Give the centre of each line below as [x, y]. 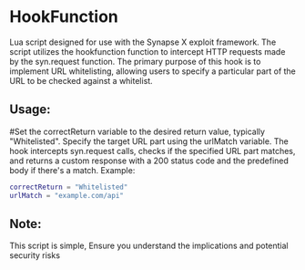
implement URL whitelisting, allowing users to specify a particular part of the [152, 71]
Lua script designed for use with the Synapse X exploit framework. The [143, 42]
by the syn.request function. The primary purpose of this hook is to [135, 61]
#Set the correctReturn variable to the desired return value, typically [137, 131]
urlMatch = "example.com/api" [67, 195]
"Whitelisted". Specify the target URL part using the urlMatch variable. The [149, 141]
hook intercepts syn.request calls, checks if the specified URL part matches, [152, 151]
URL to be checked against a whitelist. [81, 80]
